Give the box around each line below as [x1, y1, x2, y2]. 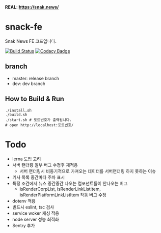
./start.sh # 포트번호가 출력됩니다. [5, 117, 72, 122]
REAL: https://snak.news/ [5, 4, 59, 10]
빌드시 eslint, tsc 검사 [12, 204, 54, 210]
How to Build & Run [5, 95, 65, 103]
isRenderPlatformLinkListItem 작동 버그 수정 [19, 192, 107, 198]
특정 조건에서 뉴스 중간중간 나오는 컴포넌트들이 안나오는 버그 [12, 180, 128, 186]
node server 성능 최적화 [12, 216, 59, 222]
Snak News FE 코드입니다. [5, 38, 57, 44]
